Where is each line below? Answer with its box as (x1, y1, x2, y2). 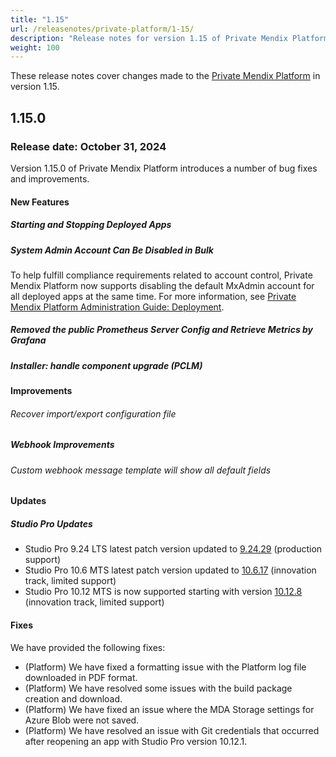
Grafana (10, 334, 47, 346)
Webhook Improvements (10, 439, 115, 451)
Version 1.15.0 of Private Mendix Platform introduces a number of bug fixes (10, 162, 318, 174)
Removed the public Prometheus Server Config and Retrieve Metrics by (10, 324, 314, 336)
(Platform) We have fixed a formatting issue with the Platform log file (24, 661, 307, 673)
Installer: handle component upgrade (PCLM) (10, 359, 203, 371)
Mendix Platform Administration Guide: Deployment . (10, 301, 225, 313)
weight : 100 (10, 42, 60, 53)
